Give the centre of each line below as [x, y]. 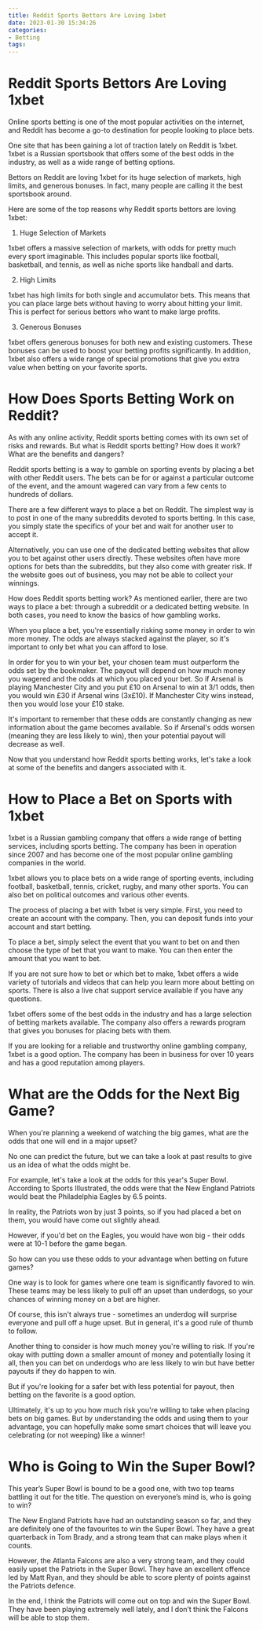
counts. [20, 1545]
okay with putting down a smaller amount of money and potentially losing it [130, 1354]
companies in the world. [47, 863]
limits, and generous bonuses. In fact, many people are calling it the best [126, 186]
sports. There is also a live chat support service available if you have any [126, 990]
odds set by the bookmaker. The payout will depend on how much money [127, 671]
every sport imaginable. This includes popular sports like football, [114, 257]
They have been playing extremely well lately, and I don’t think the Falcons [128, 1609]
